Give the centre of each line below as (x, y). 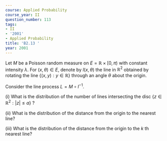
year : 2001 (17, 48)
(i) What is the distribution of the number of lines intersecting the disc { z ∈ (83, 96)
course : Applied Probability (36, 10)
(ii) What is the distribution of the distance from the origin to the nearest (81, 113)
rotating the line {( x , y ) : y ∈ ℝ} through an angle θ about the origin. (76, 76)
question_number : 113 (28, 19)
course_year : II (22, 15)
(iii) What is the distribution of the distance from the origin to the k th (77, 128)
